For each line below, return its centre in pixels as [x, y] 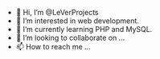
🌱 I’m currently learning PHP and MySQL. [84, 29]
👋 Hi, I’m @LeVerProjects [57, 12]
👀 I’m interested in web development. [77, 21]
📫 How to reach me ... [53, 47]
